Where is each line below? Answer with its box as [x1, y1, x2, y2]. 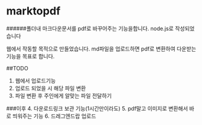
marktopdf [6, 4, 61, 18]
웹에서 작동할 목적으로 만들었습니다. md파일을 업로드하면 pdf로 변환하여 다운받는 [6, 45, 197, 52]
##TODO [6, 64, 28, 72]
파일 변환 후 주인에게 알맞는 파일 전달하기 [14, 92, 112, 99]
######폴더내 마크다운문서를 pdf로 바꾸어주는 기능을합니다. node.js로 [6, 25, 174, 32]
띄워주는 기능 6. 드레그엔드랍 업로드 [12, 112, 96, 120]
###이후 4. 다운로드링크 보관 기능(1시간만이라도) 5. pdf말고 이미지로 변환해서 [6, 105, 188, 112]
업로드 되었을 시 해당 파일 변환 [14, 84, 86, 91]
